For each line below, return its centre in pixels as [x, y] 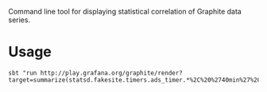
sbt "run [23, 73]
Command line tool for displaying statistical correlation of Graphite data [125, 11]
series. [19, 20]
